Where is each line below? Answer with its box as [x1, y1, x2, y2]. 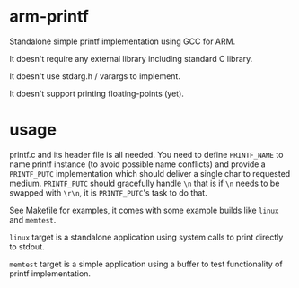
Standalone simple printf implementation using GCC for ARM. [9, 36, 236, 47]
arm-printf [9, 6, 90, 27]
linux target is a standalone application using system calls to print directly [9, 231, 284, 242]
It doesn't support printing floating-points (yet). [9, 88, 184, 99]
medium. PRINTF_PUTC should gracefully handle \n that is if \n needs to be [9, 178, 280, 188]
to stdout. [9, 240, 45, 252]
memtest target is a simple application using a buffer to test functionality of [9, 258, 283, 269]
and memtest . [9, 214, 57, 225]
